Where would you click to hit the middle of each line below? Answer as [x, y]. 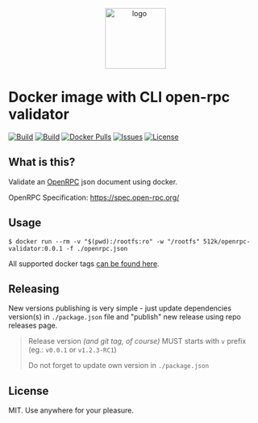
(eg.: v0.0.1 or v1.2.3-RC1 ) [72, 350]
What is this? [42, 162]
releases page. [33, 326]
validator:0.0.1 [35, 248]
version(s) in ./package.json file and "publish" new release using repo [125, 317]
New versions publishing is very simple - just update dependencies [120, 308]
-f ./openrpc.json [97, 248]
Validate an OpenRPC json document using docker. [93, 181]
